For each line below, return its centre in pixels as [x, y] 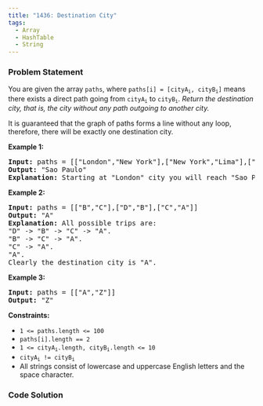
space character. [47, 375]
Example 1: [26, 147]
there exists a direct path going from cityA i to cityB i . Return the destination [131, 99]
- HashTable [35, 37]
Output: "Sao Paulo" [48, 170]
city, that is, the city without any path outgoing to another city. [109, 108]
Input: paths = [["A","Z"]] [62, 293]
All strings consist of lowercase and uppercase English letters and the [132, 366]
